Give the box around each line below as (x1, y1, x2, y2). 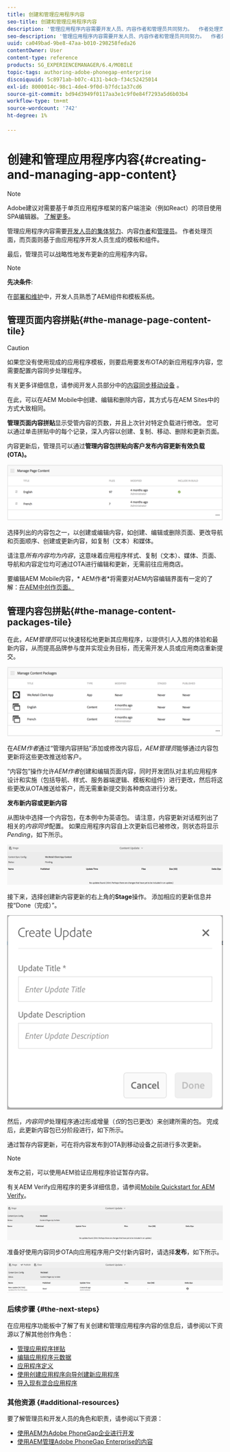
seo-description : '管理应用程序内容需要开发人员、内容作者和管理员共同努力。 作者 (7, 33, 221, 40)
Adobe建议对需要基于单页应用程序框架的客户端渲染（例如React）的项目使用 (7, 203, 222, 212)
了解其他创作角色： (18, 1329, 73, 1338)
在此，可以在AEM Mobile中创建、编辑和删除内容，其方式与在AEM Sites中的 (7, 395, 220, 403)
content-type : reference (7, 55, 78, 62)
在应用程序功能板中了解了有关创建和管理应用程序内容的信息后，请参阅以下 (7, 1321, 217, 1329)
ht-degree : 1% (7, 112, 48, 119)
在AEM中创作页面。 (19, 583, 75, 592)
